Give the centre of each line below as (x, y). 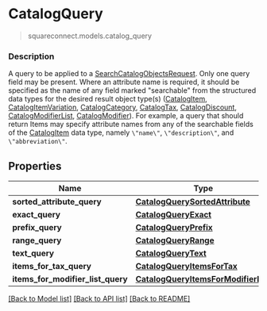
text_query (33, 253)
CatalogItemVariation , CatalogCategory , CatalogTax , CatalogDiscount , (122, 107)
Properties (35, 166)
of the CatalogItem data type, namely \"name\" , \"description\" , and (121, 132)
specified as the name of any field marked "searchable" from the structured (132, 90)
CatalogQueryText (171, 253)
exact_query (37, 215)
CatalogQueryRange (175, 240)
